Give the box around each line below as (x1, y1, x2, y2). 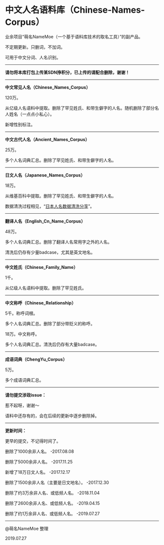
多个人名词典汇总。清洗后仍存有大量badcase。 (5, 341, 100, 347)
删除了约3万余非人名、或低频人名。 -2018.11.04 (5, 490, 100, 496)
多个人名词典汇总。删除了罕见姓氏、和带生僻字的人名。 (5, 157, 116, 163)
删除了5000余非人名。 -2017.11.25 (5, 459, 73, 464)
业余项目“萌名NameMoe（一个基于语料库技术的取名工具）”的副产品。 (5, 34, 143, 40)
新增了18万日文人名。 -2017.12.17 (5, 469, 70, 475)
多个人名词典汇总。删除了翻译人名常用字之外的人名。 (5, 239, 112, 244)
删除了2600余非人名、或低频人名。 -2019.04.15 (5, 500, 100, 506)
